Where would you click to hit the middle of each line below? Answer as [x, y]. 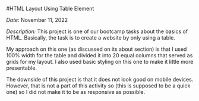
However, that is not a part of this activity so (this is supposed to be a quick [98, 86]
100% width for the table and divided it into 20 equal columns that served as [99, 55]
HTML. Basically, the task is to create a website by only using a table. [91, 38]
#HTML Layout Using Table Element [50, 9]
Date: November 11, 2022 [37, 20]
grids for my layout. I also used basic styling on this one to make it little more [100, 62]
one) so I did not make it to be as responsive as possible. [76, 92]
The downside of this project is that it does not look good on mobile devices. [100, 79]
